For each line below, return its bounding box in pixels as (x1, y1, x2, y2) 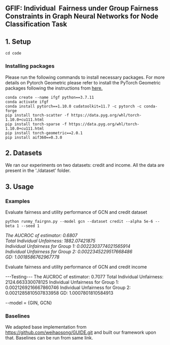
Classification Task (5, 20, 67, 28)
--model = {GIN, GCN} (5, 300, 52, 306)
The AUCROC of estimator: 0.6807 (5, 233, 78, 238)
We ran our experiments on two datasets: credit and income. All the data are (5, 162, 165, 168)
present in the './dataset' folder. (5, 167, 71, 174)
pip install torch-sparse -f (5, 122, 67, 127)
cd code (5, 51, 22, 56)
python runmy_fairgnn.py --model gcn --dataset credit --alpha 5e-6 (5, 219, 153, 224)
